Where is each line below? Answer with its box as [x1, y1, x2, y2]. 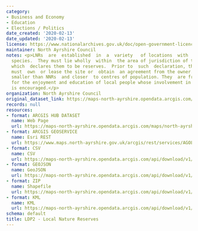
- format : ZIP [6, 178, 41, 184]
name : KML [11, 200, 35, 206]
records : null [6, 101, 41, 108]
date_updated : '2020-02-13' [6, 36, 75, 42]
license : [6, 42, 28, 48]
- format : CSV [6, 145, 41, 151]
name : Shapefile [11, 183, 51, 189]
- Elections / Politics [6, 25, 65, 31]
